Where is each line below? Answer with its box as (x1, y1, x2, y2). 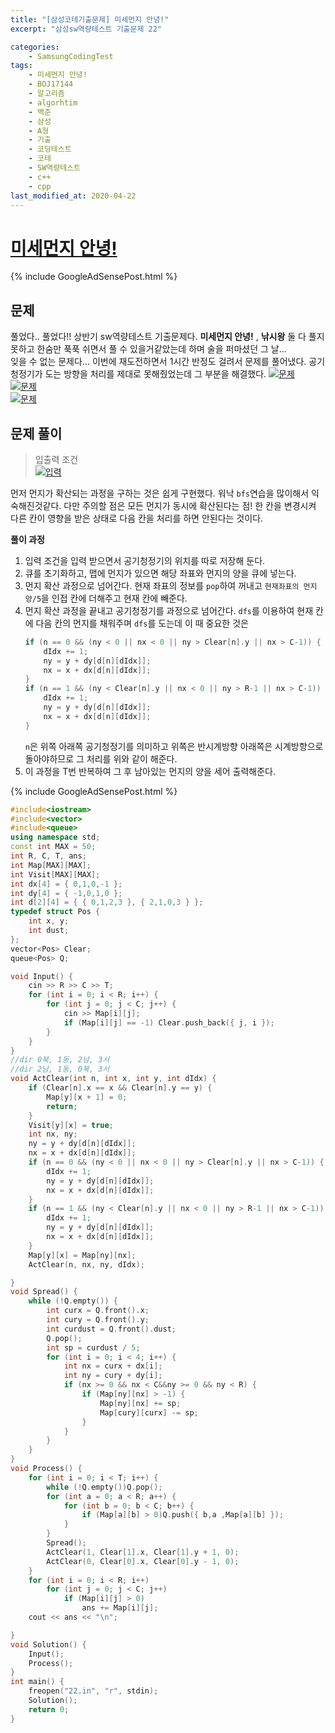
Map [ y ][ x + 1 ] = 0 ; (46, 1092, 128, 1102)
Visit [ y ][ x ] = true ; (28, 1120, 114, 1130)
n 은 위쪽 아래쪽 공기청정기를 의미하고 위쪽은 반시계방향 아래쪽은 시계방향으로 (24, 740, 324, 752)
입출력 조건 (34, 453, 79, 465)
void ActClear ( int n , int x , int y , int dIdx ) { (10, 1074, 217, 1084)
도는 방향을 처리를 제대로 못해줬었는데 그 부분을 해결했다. (44, 368, 267, 380)
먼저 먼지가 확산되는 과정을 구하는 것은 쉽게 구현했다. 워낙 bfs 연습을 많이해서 (10, 487, 310, 499)
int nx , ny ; (28, 1129, 78, 1140)
